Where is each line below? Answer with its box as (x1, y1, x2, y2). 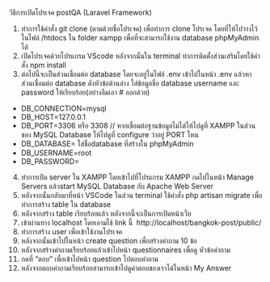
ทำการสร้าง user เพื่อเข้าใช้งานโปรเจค (20, 227, 123, 236)
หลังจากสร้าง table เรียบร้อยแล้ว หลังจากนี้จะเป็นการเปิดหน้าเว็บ (20, 208, 192, 218)
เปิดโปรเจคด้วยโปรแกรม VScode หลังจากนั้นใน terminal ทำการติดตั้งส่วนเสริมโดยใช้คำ (20, 51, 261, 61)
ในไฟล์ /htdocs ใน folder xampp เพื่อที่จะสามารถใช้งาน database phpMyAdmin (20, 33, 259, 42)
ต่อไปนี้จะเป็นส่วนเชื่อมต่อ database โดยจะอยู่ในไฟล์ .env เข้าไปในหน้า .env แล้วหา (20, 69, 252, 78)
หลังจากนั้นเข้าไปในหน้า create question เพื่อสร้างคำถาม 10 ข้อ (20, 236, 197, 246)
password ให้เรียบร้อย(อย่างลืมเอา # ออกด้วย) (20, 87, 150, 97)
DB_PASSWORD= (20, 157, 80, 166)
